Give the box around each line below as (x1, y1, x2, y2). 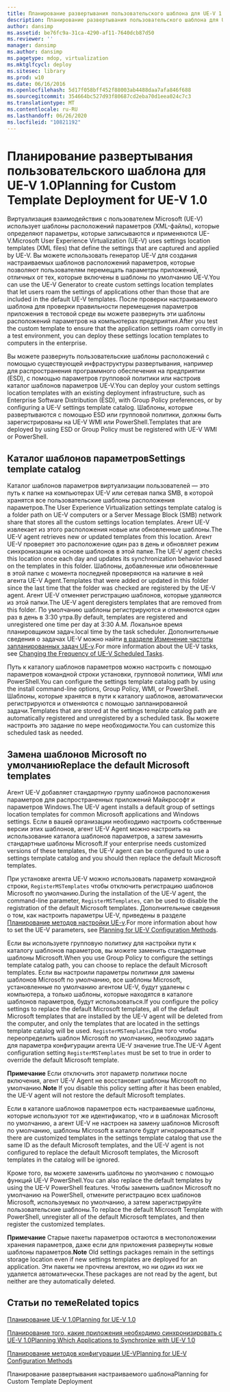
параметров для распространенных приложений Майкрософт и (7, 795, 195, 804)
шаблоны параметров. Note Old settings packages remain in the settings (7, 1248, 214, 1257)
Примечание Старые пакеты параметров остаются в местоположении (7, 1233, 216, 1241)
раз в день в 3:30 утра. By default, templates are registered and (7, 613, 188, 621)
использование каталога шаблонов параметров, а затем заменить (7, 832, 203, 841)
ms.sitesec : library (7, 67, 66, 74)
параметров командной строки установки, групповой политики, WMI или (7, 670, 223, 678)
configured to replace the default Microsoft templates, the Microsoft (7, 1149, 199, 1157)
